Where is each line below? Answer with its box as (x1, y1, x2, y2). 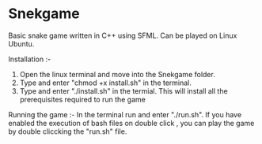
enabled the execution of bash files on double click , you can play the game (8, 118, 255, 127)
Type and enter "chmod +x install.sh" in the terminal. (19, 78, 192, 87)
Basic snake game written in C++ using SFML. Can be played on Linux (8, 31, 237, 40)
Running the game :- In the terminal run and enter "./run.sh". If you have (8, 109, 242, 119)
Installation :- (8, 54, 51, 64)
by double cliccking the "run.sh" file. (8, 127, 127, 136)
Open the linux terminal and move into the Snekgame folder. (19, 69, 215, 79)
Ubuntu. (8, 39, 35, 48)
